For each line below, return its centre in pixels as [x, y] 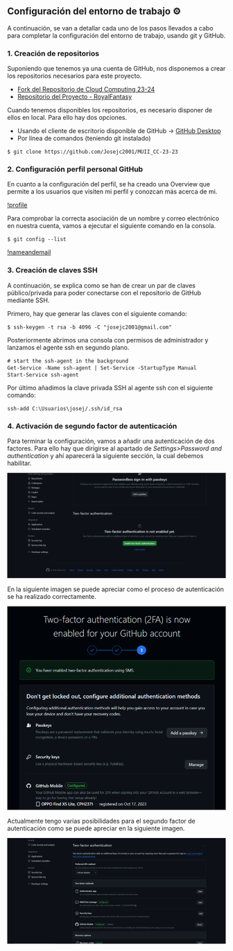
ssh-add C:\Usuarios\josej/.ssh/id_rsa [65, 408]
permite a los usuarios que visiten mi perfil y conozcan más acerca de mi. [112, 192]
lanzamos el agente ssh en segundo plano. [68, 347]
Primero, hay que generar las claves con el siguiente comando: [97, 313]
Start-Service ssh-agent [43, 375]
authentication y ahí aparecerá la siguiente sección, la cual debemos [105, 456]
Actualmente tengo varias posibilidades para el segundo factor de [101, 821]
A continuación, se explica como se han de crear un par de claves [101, 285]
